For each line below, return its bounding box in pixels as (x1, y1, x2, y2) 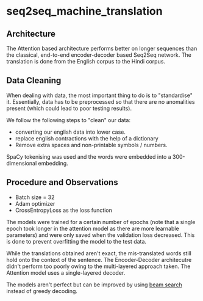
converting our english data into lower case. (15, 128, 126, 136)
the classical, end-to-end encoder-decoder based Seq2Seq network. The (6, 51, 192, 59)
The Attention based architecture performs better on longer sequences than (6, 45, 198, 52)
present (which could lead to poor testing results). (6, 104, 132, 112)
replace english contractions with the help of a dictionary (15, 134, 158, 142)
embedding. (38, 159, 68, 167)
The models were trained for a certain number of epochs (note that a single (6, 218, 196, 225)
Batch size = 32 (15, 194, 55, 201)
